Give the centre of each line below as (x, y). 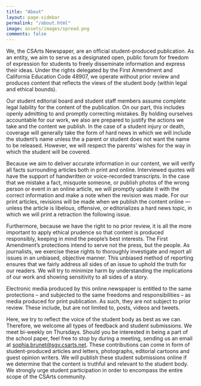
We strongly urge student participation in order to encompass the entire (95, 370)
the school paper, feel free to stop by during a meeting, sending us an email (99, 339)
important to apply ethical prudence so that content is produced (85, 233)
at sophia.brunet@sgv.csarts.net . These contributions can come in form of (98, 345)
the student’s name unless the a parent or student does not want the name (98, 139)
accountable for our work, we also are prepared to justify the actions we (95, 120)
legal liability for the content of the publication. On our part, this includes (95, 107)
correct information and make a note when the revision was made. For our (98, 195)
